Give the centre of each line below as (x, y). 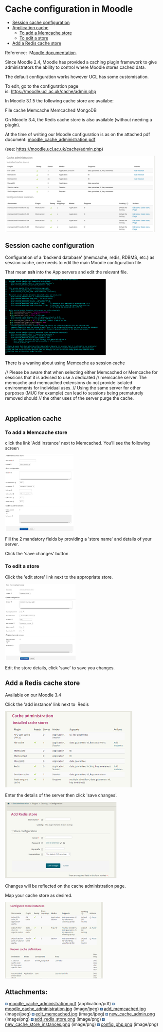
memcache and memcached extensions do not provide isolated (69, 382)
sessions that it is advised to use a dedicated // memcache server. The (76, 377)
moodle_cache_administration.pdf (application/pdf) (60, 1004)
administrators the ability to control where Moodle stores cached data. (75, 67)
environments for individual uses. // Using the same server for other (73, 388)
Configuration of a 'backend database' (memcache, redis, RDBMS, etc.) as (80, 257)
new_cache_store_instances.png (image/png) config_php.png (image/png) (82, 1024)
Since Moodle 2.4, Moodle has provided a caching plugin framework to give (81, 62)
